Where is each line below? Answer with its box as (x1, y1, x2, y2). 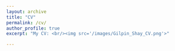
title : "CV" (6, 14, 36, 20)
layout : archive (6, 8, 47, 15)
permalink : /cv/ (6, 20, 47, 26)
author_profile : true (6, 25, 60, 31)
